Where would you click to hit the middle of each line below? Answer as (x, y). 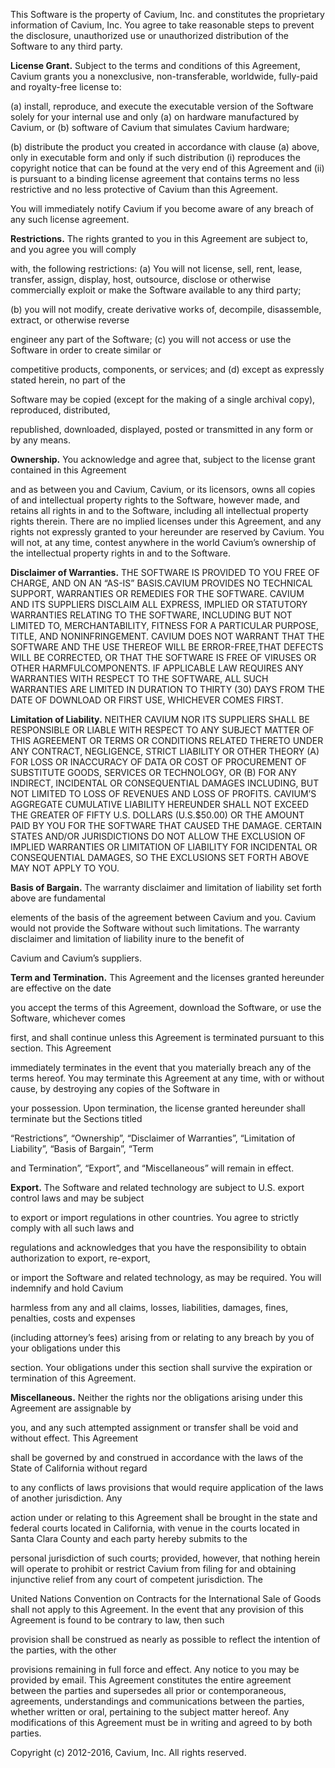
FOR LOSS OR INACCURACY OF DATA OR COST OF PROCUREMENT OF (159, 762)
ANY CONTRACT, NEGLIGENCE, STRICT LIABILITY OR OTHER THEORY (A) (165, 751)
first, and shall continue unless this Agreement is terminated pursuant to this (167, 1037)
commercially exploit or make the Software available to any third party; (156, 290)
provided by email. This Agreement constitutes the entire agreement (151, 1680)
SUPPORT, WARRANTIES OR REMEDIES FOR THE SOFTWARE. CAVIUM (157, 593)
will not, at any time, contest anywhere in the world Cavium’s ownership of (163, 542)
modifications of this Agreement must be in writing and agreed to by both (161, 1722)
